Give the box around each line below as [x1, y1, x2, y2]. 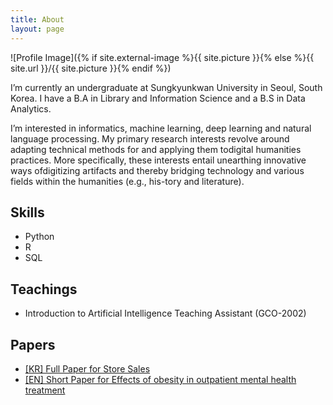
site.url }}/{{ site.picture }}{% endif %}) [10, 62, 172, 74]
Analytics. [10, 102, 52, 115]
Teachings [10, 281, 78, 298]
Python [24, 231, 55, 243]
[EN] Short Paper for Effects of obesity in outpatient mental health [24, 373, 297, 385]
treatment [24, 384, 66, 396]
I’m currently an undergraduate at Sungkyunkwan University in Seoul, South [10, 81, 323, 93]
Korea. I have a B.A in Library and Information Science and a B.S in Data [10, 92, 306, 104]
